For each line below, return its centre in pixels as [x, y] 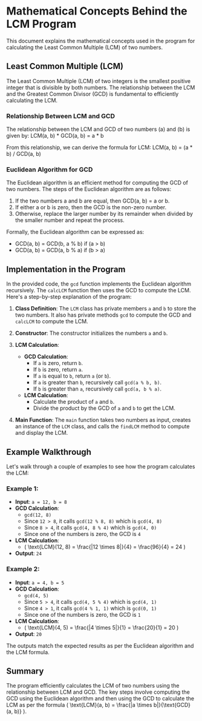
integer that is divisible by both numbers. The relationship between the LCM [101, 87]
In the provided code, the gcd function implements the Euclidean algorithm [99, 284]
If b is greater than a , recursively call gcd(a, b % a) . [97, 389]
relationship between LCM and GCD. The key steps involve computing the [98, 692]
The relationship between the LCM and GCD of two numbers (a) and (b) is [98, 129]
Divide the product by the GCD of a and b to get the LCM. [104, 408]
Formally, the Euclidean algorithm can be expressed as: [75, 232]
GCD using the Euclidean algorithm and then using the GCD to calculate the [100, 699]
